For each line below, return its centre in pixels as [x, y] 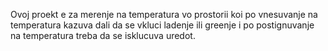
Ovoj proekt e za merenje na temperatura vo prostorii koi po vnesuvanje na [164, 14]
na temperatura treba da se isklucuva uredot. [103, 35]
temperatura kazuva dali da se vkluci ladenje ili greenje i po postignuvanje [162, 25]
